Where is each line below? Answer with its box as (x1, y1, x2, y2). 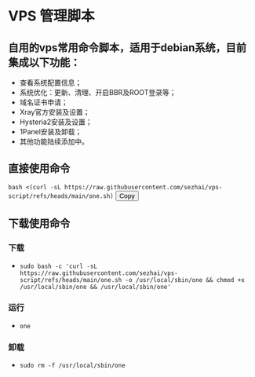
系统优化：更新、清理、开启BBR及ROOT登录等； (19, 88, 177, 97)
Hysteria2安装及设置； (19, 117, 93, 126)
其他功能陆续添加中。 (19, 137, 89, 146)
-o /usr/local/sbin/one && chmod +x (125, 276, 245, 284)
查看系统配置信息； (19, 78, 82, 87)
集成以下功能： (8, 56, 81, 69)
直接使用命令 (8, 162, 71, 175)
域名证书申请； (19, 97, 68, 107)
